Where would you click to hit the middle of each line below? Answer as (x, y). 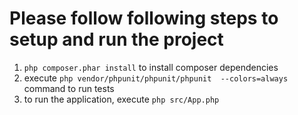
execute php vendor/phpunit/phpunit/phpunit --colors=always (156, 78)
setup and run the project (116, 39)
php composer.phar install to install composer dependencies (151, 67)
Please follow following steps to (144, 18)
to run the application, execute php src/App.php (121, 99)
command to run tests (69, 88)
